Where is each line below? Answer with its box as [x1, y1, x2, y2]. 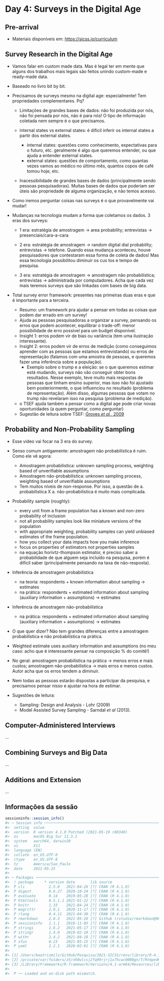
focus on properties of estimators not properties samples [19, 544, 135, 550]
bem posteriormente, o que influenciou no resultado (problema [26, 385, 154, 391]
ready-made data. [12, 74, 49, 80]
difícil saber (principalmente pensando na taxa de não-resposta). [19, 559, 150, 565]
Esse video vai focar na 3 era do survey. [12, 438, 93, 444]
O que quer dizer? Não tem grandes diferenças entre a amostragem [12, 628, 149, 634]
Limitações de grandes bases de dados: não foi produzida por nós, [19, 107, 155, 113]
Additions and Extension [5, 775, 82, 784]
